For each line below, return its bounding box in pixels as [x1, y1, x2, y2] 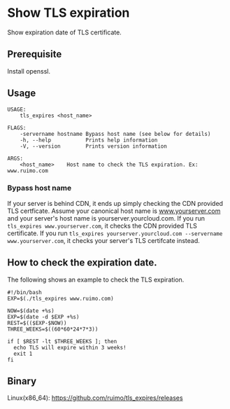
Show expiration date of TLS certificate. [7, 28, 122, 36]
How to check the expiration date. [7, 257, 157, 269]
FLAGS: [7, 124, 27, 131]
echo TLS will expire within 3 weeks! [13, 344, 127, 351]
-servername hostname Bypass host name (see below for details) [20, 130, 211, 137]
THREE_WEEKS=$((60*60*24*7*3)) [7, 326, 99, 333]
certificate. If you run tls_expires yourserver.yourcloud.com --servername [7, 229, 223, 237]
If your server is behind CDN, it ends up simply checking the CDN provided [7, 199, 224, 207]
